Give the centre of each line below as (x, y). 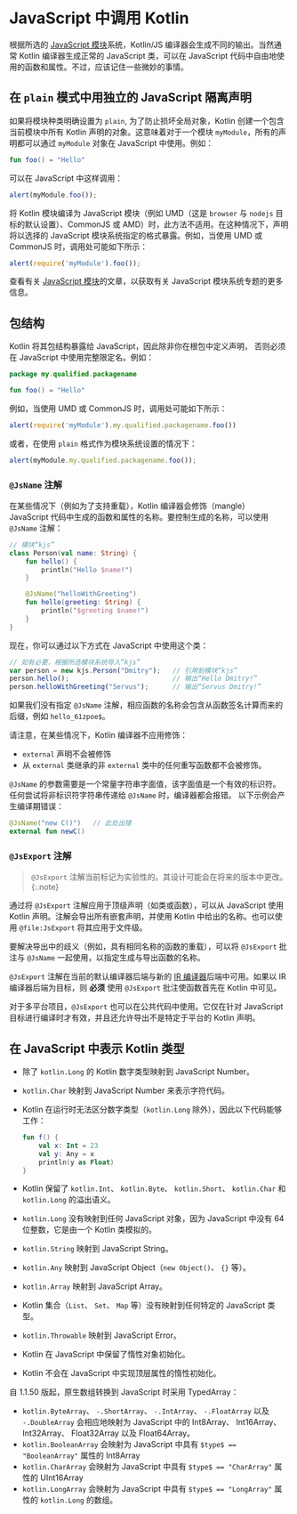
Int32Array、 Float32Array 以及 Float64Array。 (108, 1433)
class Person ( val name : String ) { (73, 553)
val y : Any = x (67, 1154)
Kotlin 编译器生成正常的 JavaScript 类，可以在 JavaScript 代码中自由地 (148, 55)
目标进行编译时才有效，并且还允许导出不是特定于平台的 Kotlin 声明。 (135, 1018)
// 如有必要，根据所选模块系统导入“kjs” (75, 662)
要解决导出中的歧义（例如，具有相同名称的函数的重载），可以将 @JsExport (143, 947)
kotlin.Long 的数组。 (79, 1500)
